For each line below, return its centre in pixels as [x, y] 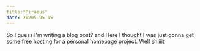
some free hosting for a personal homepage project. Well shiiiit [86, 41]
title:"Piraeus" [27, 12]
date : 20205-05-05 [30, 18]
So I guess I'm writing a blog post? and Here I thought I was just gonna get [100, 35]
